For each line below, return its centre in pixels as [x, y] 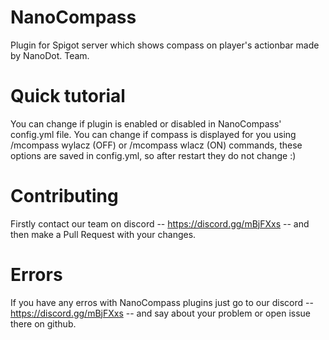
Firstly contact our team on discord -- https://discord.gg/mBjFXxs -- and [160, 223]
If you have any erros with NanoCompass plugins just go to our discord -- [162, 302]
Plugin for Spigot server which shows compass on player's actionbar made [165, 45]
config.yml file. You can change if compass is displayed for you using [153, 134]
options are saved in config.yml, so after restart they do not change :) [153, 155]
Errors [36, 275]
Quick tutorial [68, 96]
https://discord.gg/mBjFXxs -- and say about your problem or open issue [161, 313]
